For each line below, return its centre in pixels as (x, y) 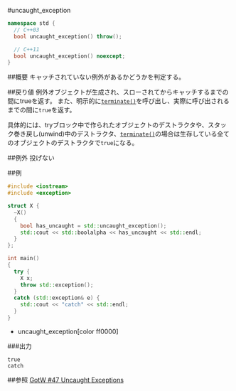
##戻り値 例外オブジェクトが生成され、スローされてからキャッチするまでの (118, 92)
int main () (23, 259)
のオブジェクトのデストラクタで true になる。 (73, 143)
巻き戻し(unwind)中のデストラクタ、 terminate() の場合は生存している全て (121, 134)
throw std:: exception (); (57, 285)
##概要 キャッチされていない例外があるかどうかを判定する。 (96, 77)
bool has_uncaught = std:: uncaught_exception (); (93, 226)
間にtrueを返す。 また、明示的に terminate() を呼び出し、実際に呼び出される (118, 101)
